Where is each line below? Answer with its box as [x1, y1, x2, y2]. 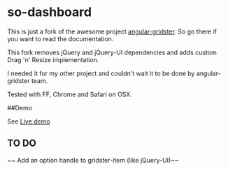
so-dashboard [7, 4, 92, 20]
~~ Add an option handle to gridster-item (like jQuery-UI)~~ [7, 156, 180, 164]
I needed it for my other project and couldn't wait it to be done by [7, 69, 195, 77]
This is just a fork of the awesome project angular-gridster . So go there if [7, 27, 218, 36]
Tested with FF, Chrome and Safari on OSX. [7, 90, 133, 98]
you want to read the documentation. [7, 34, 114, 43]
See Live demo [7, 117, 50, 126]
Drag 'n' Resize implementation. [7, 55, 99, 64]
